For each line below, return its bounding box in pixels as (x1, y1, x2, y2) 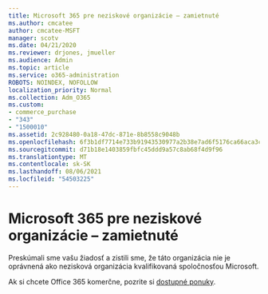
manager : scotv (8, 34, 59, 42)
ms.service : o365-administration (8, 71, 120, 79)
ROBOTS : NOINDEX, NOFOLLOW (8, 78, 98, 86)
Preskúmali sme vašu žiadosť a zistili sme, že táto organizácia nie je (8, 252, 231, 262)
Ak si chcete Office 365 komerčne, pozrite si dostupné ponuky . (8, 276, 216, 286)
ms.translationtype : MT (8, 153, 88, 161)
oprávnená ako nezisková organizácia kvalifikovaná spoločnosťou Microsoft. (8, 261, 259, 271)
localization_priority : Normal (8, 85, 112, 94)
